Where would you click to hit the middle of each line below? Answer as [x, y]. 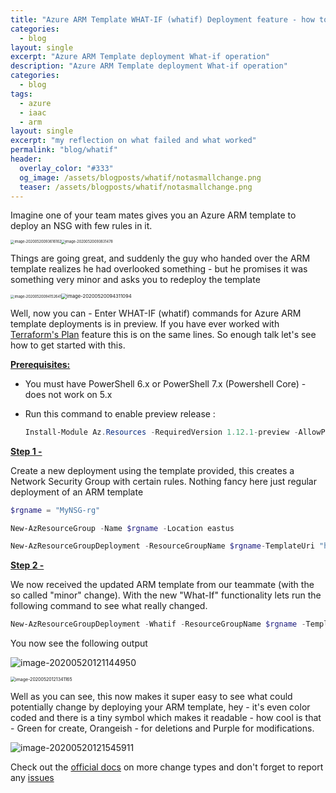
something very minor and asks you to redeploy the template [135, 279]
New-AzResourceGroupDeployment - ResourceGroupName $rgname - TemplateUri [162, 546]
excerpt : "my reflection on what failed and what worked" [133, 141]
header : [26, 159]
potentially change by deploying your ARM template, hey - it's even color [160, 707]
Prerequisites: [40, 364]
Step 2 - [27, 565]
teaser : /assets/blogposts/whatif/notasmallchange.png [136, 187]
